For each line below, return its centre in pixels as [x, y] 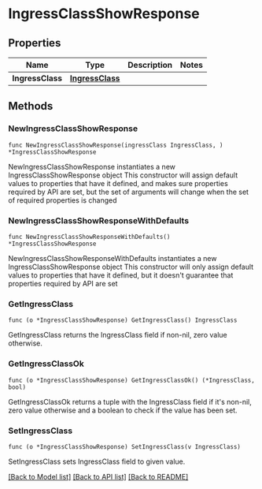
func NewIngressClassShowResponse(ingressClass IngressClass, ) [116, 145]
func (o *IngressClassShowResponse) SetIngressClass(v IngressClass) [125, 446]
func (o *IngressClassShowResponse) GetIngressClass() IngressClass [123, 320]
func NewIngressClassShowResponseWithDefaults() [89, 237]
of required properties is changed [63, 200]
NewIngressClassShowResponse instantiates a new [92, 166]
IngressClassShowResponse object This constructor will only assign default [131, 267]
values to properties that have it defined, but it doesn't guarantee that [121, 275]
